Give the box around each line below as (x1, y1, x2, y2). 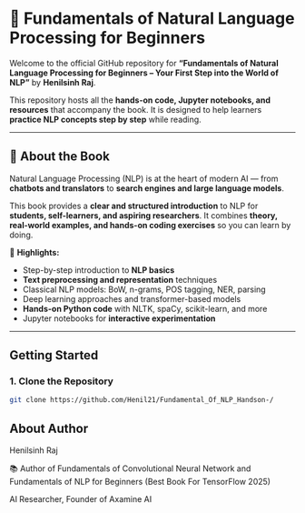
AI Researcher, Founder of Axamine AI (9, 494, 152, 505)
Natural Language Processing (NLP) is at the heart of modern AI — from (9, 173, 279, 184)
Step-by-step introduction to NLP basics (22, 264, 175, 276)
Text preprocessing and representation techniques (22, 274, 218, 285)
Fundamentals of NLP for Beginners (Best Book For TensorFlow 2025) (9, 477, 271, 488)
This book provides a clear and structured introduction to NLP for (9, 200, 259, 211)
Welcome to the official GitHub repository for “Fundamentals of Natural (9, 57, 279, 68)
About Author (9, 420, 89, 436)
